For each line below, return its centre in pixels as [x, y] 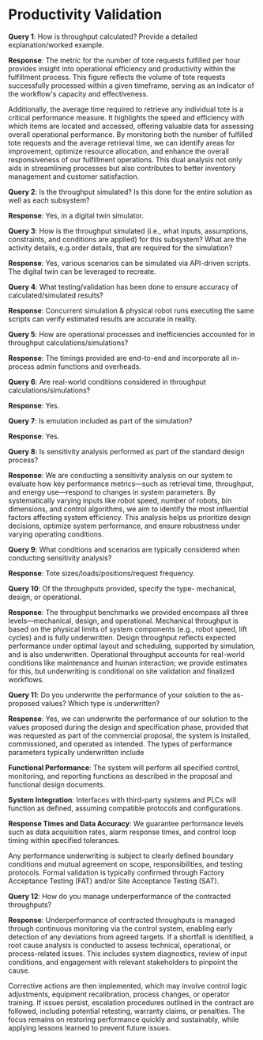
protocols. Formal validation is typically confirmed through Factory [116, 872]
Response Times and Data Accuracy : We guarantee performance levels [126, 823]
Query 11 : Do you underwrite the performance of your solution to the [120, 695]
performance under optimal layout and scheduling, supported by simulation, [132, 646]
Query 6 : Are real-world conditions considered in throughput [107, 381]
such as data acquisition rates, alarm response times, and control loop [122, 832]
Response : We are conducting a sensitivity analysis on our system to [120, 475]
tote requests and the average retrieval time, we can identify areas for [122, 142]
